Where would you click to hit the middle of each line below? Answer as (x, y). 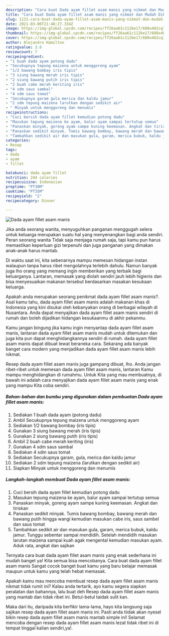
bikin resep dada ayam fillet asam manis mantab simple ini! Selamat (75, 617)
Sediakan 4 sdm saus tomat (42, 452)
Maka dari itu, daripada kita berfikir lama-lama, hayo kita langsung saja (79, 606)
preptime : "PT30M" (25, 187)
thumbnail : (17, 33)
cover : (13, 38)
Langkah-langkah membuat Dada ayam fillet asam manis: (68, 480)
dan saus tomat (29, 524)
